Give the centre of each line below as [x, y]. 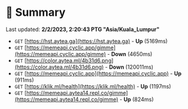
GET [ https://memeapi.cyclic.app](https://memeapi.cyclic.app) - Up [98, 73]
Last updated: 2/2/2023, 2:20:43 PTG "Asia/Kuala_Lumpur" [83, 29]
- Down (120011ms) [129, 67]
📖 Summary [36, 12]
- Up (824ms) [137, 99]
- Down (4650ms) [130, 54]
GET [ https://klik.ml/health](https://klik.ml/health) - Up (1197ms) [93, 86]
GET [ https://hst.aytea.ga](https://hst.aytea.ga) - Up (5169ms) [91, 41]
